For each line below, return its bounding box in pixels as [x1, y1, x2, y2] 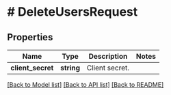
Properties [7, 31, 53, 43]
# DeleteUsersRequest [7, 4, 138, 20]
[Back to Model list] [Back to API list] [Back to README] [7, 81, 164, 89]
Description [88, 52, 128, 61]
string [60, 63, 81, 72]
